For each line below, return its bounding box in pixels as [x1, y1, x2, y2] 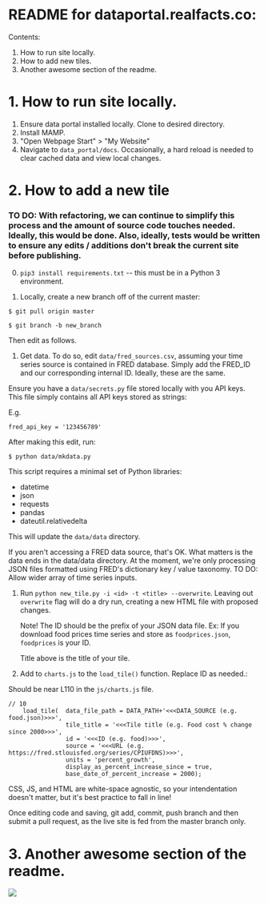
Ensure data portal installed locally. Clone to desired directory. [19, 119, 226, 129]
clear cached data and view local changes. [19, 153, 162, 163]
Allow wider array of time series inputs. [8, 573, 138, 582]
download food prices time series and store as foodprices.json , [19, 629, 231, 639]
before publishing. [8, 250, 82, 261]
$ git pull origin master [8, 308, 94, 316]
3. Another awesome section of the [8, 845, 246, 863]
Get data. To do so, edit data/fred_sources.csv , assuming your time [19, 351, 243, 361]
